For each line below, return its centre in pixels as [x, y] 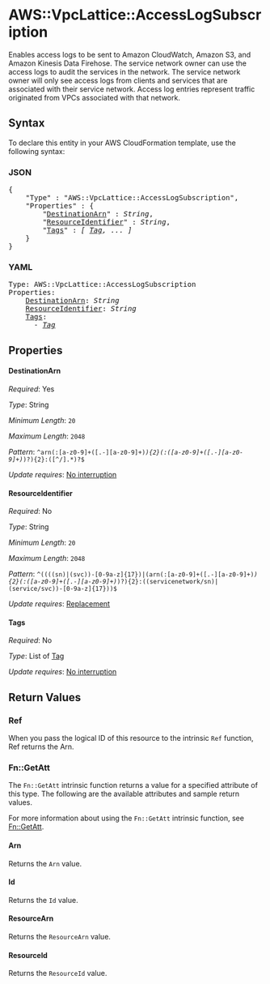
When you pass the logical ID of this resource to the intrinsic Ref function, [131, 738]
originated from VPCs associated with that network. [94, 97]
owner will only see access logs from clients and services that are [118, 80]
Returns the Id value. [43, 900]
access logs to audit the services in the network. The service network [124, 71]
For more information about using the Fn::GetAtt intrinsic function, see [127, 818]
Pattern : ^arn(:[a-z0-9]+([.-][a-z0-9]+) [77, 451]
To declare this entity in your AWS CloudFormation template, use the [122, 143]
